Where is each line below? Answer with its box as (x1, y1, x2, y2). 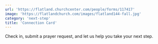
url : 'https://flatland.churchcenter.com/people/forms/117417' (5, 7, 135, 12)
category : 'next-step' (5, 16, 51, 21)
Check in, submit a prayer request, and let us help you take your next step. (5, 33, 154, 39)
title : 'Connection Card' (5, 20, 57, 25)
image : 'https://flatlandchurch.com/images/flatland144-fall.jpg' (5, 11, 142, 16)
